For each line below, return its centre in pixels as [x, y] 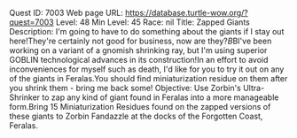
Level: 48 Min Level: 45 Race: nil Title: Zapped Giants [153, 22]
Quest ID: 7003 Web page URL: [66, 13]
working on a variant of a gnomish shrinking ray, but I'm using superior [138, 50]
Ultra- [254, 88]
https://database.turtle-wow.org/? [187, 13]
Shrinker [25, 97]
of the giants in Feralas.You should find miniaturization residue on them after [148, 78]
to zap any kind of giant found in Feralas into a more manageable [160, 97]
